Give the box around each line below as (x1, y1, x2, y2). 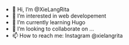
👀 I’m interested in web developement (12, 12, 107, 19)
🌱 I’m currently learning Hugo (12, 19, 86, 26)
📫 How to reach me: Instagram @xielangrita (12, 32, 123, 39)
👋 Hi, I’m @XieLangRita (12, 6, 70, 13)
